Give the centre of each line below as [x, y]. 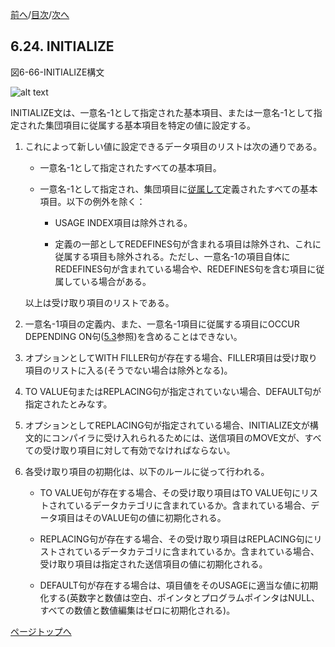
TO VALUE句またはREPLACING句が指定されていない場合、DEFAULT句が [173, 391]
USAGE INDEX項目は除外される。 [123, 222]
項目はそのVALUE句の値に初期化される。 [142, 517]
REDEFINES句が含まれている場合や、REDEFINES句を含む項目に [185, 269]
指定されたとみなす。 [68, 404]
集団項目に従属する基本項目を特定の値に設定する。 [150, 125]
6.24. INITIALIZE [62, 46]
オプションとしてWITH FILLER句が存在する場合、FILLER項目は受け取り [171, 357]
